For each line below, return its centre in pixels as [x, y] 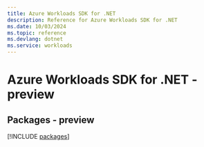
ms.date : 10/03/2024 [37, 26]
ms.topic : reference [37, 33]
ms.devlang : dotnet [35, 39]
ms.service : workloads [40, 46]
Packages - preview [51, 120]
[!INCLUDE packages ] [38, 136]
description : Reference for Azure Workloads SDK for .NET [92, 20]
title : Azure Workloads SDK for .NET [62, 13]
